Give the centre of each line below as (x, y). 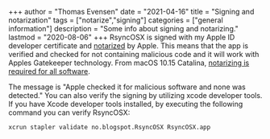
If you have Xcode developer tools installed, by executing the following (126, 104)
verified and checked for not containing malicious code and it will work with (134, 54)
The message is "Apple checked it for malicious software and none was (127, 87)
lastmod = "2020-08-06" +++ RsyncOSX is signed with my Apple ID (122, 37)
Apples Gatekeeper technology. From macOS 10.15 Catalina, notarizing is (129, 63)
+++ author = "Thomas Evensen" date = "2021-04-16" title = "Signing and (131, 12)
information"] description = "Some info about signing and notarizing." (124, 29)
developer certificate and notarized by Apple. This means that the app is (128, 46)
